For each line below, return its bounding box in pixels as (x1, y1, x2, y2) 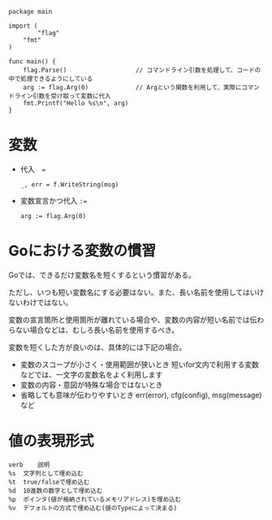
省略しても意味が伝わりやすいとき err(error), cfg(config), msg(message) (19, 390, 262, 400)
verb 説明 (8, 461, 50, 469)
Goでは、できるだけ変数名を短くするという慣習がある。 (8, 269, 196, 280)
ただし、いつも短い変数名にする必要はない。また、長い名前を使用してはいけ (8, 287, 265, 297)
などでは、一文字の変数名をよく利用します (19, 369, 163, 379)
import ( (8, 22, 38, 30)
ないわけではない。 (8, 297, 73, 307)
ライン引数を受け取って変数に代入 (14, 92, 111, 100)
